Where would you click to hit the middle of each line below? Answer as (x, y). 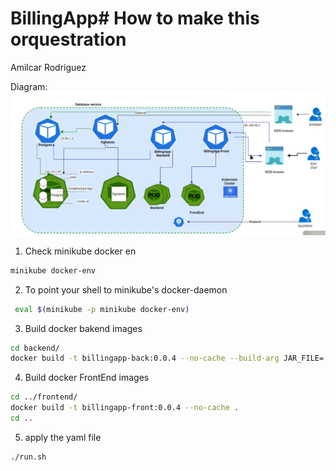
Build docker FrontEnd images (87, 378)
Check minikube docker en (80, 251)
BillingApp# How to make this (135, 18)
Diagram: (29, 86)
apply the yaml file (63, 437)
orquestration (68, 39)
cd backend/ (35, 348)
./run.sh (28, 457)
